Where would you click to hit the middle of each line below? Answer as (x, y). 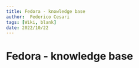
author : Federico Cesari (38, 17)
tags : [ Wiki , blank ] (32, 22)
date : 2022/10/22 (27, 28)
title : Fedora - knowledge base (46, 11)
